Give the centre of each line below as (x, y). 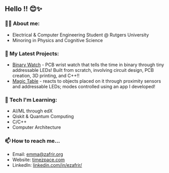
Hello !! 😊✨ (23, 9)
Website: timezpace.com (39, 160)
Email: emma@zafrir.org (38, 154)
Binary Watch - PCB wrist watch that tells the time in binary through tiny (88, 65)
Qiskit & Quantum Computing (43, 117)
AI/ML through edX (32, 111)
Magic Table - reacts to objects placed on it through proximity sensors (87, 81)
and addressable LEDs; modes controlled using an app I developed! (84, 86)
